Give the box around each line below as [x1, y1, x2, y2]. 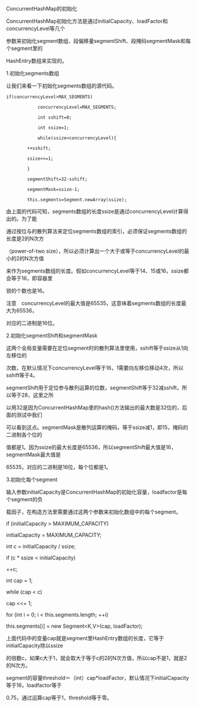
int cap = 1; [6, 577, 33, 584]
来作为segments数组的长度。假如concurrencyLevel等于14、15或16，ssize [6, 267, 184, 274]
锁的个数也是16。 [6, 287, 48, 294]
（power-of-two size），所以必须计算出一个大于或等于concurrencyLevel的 [6, 247, 185, 254]
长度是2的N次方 [6, 235, 45, 242]
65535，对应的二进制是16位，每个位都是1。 [6, 464, 111, 470]
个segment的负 [6, 496, 43, 502]
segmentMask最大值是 [6, 451, 61, 458]
